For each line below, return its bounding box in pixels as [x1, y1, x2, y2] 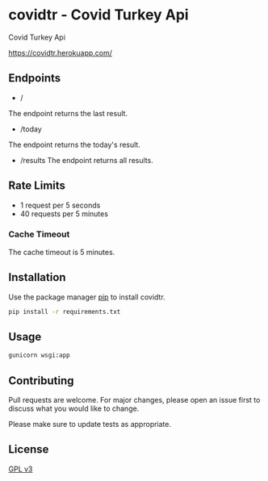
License [8, 442, 49, 457]
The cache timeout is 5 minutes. [8, 247, 115, 257]
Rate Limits [8, 179, 66, 193]
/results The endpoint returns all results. [19, 155, 153, 165]
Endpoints [8, 71, 61, 86]
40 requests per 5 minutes [19, 208, 109, 219]
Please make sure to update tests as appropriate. [8, 420, 172, 429]
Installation [8, 270, 66, 284]
